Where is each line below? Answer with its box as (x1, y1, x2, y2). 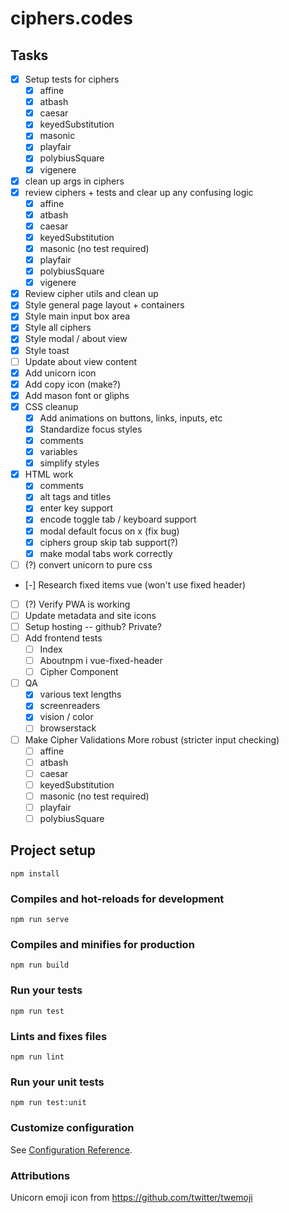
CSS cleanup (24, 400, 79, 412)
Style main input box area (24, 310, 131, 322)
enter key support (39, 502, 114, 514)
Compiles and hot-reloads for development (10, 892, 225, 906)
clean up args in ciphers (24, 175, 125, 187)
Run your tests (10, 983, 83, 997)
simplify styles (39, 457, 100, 469)
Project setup (10, 842, 97, 859)
